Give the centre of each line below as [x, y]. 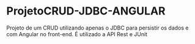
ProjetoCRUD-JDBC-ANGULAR [86, 11]
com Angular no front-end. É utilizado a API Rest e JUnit [77, 34]
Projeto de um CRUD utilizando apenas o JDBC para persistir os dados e [97, 28]
